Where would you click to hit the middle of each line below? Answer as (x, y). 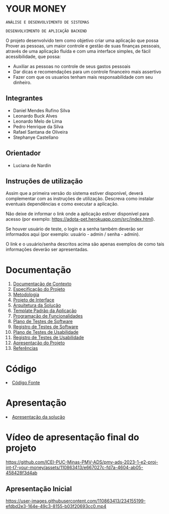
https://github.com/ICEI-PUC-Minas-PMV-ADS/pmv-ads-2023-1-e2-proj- (82, 462)
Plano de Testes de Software (43, 322)
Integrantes (24, 98)
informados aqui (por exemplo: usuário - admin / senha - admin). (73, 234)
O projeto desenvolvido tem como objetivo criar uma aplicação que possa (82, 40)
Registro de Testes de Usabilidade (49, 338)
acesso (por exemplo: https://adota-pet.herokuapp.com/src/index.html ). (80, 219)
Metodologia (26, 295)
